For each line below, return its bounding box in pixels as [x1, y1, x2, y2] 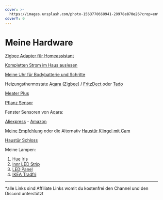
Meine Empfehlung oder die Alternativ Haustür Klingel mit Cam [5, 128, 130, 134]
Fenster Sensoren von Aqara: [5, 109, 64, 115]
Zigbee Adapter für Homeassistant [5, 53, 74, 59]
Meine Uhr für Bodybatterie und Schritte [5, 72, 86, 77]
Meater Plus [5, 91, 29, 96]
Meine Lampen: [5, 147, 36, 153]
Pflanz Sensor [5, 100, 33, 106]
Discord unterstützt [5, 191, 44, 197]
